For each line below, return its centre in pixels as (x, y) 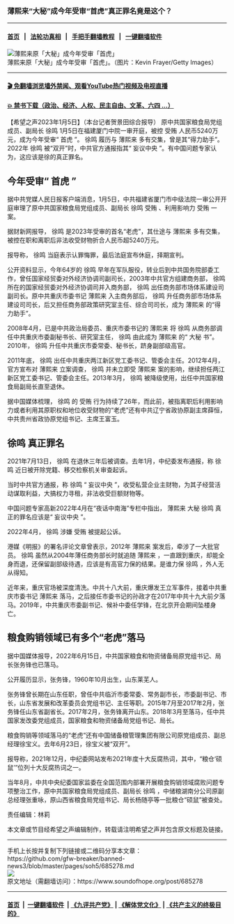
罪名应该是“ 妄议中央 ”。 (54, 517)
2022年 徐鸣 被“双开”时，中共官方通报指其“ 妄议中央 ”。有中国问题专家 (109, 149)
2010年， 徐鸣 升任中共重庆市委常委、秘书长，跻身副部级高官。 (98, 346)
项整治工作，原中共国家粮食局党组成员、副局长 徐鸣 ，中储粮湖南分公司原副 (116, 791)
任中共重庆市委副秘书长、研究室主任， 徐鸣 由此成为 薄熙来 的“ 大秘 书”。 (112, 337)
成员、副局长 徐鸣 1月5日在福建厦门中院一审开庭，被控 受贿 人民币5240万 (113, 131)
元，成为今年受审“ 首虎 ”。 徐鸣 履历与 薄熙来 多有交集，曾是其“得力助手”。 (116, 139)
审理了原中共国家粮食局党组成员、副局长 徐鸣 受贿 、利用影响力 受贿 (111, 208)
